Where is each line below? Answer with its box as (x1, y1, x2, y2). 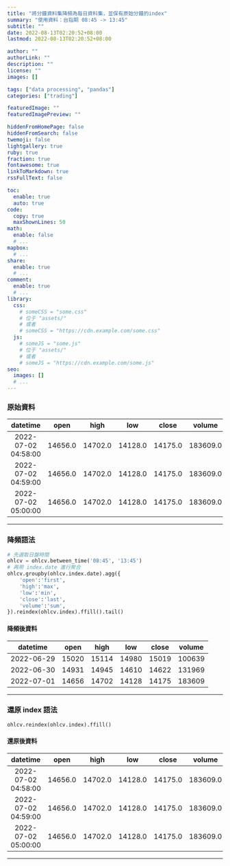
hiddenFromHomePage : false (7, 124, 84, 130)
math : (7, 225, 23, 232)
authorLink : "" (7, 54, 51, 62)
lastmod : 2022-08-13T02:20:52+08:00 (7, 36, 112, 43)
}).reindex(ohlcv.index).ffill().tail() (7, 608, 125, 615)
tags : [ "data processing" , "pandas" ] (7, 86, 115, 93)
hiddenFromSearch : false (7, 130, 78, 137)
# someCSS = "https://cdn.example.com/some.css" (19, 328, 161, 334)
